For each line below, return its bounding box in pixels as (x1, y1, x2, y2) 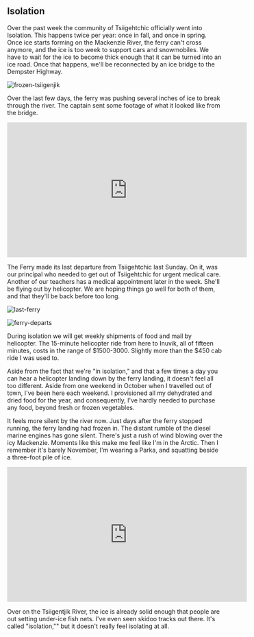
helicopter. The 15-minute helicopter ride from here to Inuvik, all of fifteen (7, 339, 214, 347)
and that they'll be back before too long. (7, 291, 120, 300)
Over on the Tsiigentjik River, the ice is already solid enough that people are (7, 607, 220, 616)
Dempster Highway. (7, 67, 63, 75)
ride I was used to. (7, 353, 60, 362)
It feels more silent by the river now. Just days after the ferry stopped (7, 416, 203, 424)
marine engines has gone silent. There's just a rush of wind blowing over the (7, 431, 223, 440)
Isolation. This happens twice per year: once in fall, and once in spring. (7, 31, 207, 39)
